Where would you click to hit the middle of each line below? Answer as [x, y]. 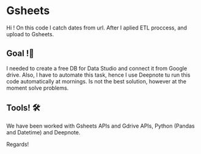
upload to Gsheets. [30, 34]
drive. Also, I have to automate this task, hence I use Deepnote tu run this [98, 75]
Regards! [18, 144]
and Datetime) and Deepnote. [43, 132]
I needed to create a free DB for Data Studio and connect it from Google [97, 68]
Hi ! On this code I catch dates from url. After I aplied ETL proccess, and [97, 28]
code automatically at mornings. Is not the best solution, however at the [97, 81]
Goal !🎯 [20, 54]
